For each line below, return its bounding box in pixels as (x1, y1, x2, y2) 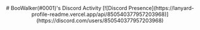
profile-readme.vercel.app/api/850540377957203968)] (31, 11, 169, 18)
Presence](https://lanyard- (128, 5, 195, 11)
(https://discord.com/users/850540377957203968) (36, 17, 164, 24)
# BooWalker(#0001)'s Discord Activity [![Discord (5, 5, 128, 11)
